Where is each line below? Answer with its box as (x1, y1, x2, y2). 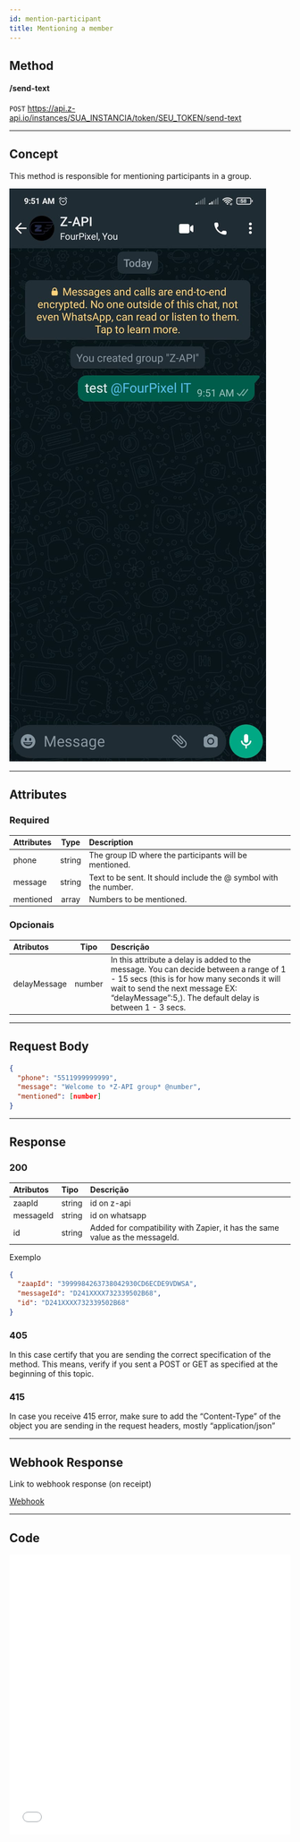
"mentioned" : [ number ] (17, 1092, 102, 1101)
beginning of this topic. (9, 1369, 95, 1379)
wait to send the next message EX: (110, 983, 238, 993)
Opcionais (9, 918, 55, 931)
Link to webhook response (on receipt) (9, 1479, 152, 1489)
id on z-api (89, 1198, 131, 1208)
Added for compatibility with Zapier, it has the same (89, 1223, 279, 1233)
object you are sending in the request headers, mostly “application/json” (9, 1420, 276, 1431)
